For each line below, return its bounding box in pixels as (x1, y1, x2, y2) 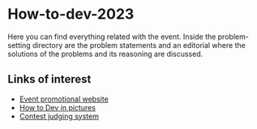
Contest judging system (19, 111, 99, 121)
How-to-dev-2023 (7, 5, 135, 24)
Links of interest (7, 72, 92, 86)
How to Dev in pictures (19, 102, 96, 112)
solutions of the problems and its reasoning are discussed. (7, 49, 203, 58)
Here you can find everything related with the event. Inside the (7, 32, 216, 41)
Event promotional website (19, 94, 109, 104)
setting (7, 40, 31, 49)
